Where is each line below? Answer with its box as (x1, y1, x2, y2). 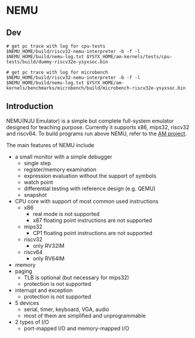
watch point (23, 178, 53, 185)
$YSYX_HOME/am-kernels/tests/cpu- (86, 54, 172, 60)
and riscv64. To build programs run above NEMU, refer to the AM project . (6, 130, 187, 137)
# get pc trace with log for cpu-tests (6, 43, 106, 49)
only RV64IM (32, 255, 65, 262)
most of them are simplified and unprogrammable (23, 312, 146, 319)
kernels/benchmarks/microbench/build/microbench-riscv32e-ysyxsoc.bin (6, 85, 186, 91)
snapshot (23, 191, 47, 198)
